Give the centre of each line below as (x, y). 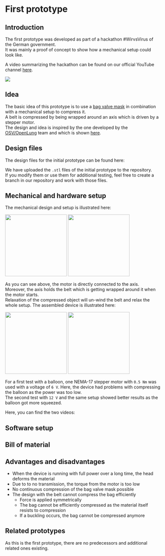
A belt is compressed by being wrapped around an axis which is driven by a (82, 117)
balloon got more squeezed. (34, 403)
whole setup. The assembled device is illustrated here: (60, 305)
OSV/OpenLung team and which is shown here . (53, 132)
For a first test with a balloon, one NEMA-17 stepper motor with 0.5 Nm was (81, 382)
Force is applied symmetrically (51, 500)
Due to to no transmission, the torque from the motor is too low (76, 484)
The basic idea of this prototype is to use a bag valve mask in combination (81, 106)
